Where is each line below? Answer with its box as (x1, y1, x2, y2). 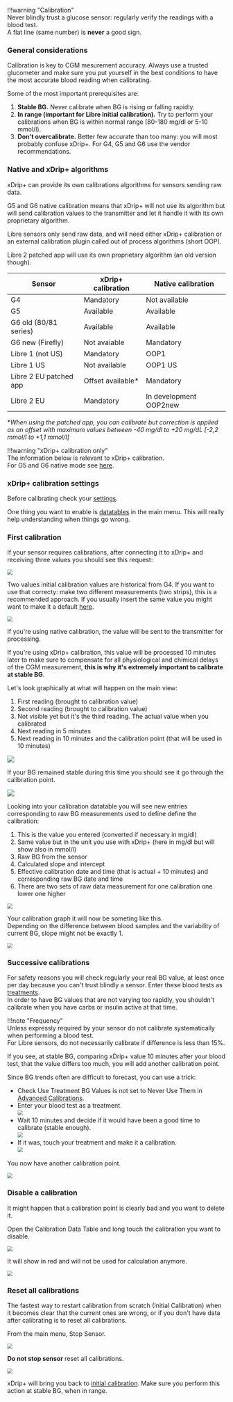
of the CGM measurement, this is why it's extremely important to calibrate (7, 663, 224, 671)
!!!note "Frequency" (7, 1017, 64, 1025)
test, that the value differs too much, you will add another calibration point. (7, 1060, 221, 1068)
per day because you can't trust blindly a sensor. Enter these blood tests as (7, 981, 223, 989)
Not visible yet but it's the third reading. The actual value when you (17, 712, 209, 721)
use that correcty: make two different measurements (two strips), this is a (7, 588, 217, 596)
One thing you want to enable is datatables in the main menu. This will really (7, 507, 224, 516)
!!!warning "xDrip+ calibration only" (7, 446, 108, 454)
